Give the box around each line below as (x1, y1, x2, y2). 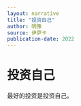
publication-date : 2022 (7, 36, 75, 43)
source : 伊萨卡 (7, 29, 47, 36)
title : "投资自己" (7, 17, 56, 23)
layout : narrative (7, 10, 59, 17)
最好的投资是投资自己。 (7, 92, 73, 100)
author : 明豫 (7, 23, 42, 30)
